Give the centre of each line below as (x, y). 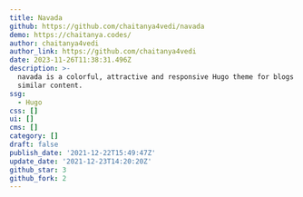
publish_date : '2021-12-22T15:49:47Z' (83, 153)
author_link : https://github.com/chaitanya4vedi (103, 52)
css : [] (24, 111)
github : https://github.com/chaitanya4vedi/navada (107, 26)
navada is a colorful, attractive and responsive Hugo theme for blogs (156, 77)
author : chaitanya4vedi (54, 43)
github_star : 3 (38, 170)
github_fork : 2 (38, 178)
